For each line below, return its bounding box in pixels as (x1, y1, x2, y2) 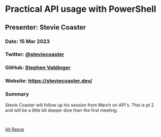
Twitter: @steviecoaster (5, 51, 64, 58)
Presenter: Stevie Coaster (5, 23, 86, 32)
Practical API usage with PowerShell (5, 3, 157, 15)
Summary (5, 91, 30, 98)
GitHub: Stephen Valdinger (5, 64, 71, 71)
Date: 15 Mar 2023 (5, 38, 50, 45)
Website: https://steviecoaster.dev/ (5, 77, 93, 84)
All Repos (5, 126, 25, 132)
